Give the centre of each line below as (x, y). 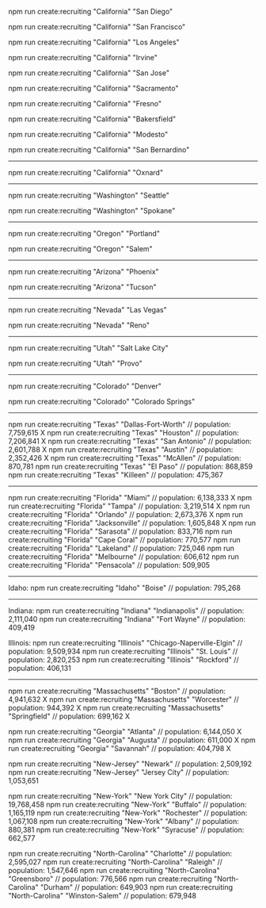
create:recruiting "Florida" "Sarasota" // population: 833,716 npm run (120, 531)
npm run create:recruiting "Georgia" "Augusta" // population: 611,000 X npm (132, 740)
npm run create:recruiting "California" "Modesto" (88, 134)
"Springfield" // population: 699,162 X (69, 716)
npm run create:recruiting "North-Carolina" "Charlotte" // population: (120, 853)
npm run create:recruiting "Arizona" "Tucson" (82, 287)
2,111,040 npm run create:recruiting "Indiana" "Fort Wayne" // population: (127, 619)
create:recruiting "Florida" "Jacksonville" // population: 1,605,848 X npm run (132, 523)
